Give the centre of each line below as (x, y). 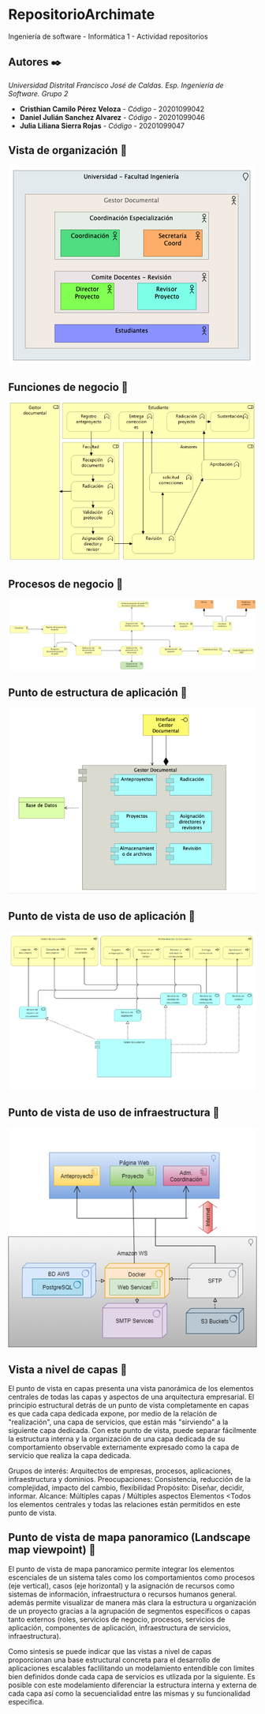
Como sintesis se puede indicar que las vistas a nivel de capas (110, 1651)
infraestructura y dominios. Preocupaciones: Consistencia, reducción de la (129, 1480)
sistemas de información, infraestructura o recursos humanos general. (123, 1594)
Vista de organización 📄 (68, 150)
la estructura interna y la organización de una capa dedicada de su (117, 1439)
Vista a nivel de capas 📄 (68, 1369)
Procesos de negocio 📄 (66, 584)
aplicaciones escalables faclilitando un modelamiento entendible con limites (131, 1668)
